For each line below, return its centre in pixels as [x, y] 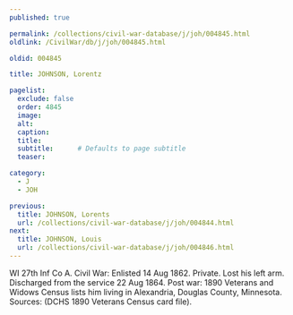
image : [30, 115]
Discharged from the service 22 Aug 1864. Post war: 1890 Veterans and [142, 282]
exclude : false [46, 99]
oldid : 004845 [36, 58]
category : [28, 174]
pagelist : [28, 90]
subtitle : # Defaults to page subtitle [102, 149]
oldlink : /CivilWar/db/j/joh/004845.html [88, 42]
